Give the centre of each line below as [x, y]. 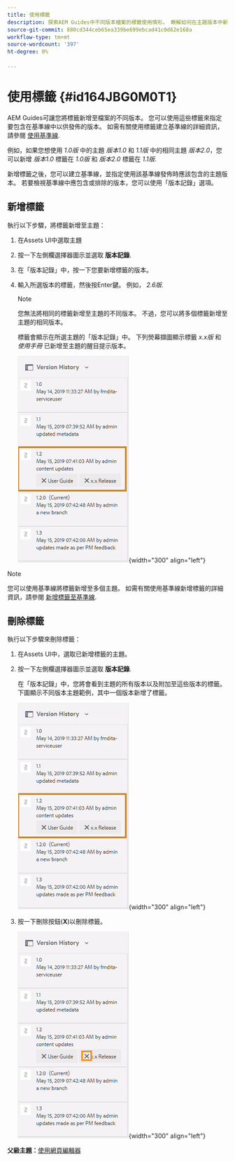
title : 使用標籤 [29, 15]
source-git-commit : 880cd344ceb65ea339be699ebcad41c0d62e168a [100, 29]
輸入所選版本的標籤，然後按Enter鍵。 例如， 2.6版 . [91, 285]
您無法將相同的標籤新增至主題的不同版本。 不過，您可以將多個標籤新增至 [122, 313]
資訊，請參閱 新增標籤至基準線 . [52, 597]
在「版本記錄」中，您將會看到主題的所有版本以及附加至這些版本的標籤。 [121, 684]
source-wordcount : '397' [43, 45]
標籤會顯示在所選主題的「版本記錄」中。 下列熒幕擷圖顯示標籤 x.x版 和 [119, 337]
